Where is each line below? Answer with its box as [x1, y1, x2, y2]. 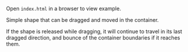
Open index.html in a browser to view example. [6, 5, 121, 12]
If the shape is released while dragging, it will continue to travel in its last [6, 28, 183, 35]
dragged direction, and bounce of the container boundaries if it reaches [6, 34, 180, 41]
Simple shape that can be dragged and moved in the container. [6, 17, 159, 23]
